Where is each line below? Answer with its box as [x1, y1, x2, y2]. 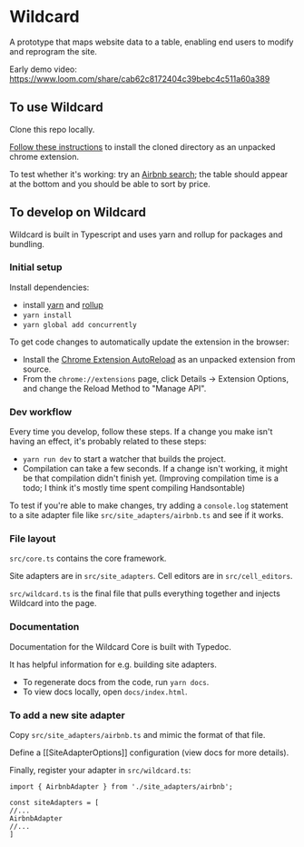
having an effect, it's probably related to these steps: [9, 436, 207, 447]
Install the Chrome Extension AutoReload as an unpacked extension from [22, 354, 296, 364]
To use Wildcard [9, 100, 103, 115]
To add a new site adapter [9, 709, 125, 722]
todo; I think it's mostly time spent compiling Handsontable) [22, 483, 246, 493]
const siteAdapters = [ [9, 798, 100, 808]
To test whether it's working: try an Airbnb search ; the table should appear [9, 168, 289, 179]
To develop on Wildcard [9, 204, 147, 220]
